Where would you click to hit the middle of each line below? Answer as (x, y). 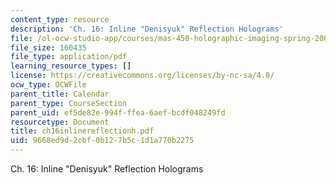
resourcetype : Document (60, 122)
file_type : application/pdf (69, 57)
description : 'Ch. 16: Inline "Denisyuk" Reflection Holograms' (147, 29)
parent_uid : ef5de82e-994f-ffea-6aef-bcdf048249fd (118, 112)
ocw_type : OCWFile (48, 85)
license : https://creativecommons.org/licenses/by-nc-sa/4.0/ (142, 76)
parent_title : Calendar (60, 94)
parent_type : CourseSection (69, 103)
